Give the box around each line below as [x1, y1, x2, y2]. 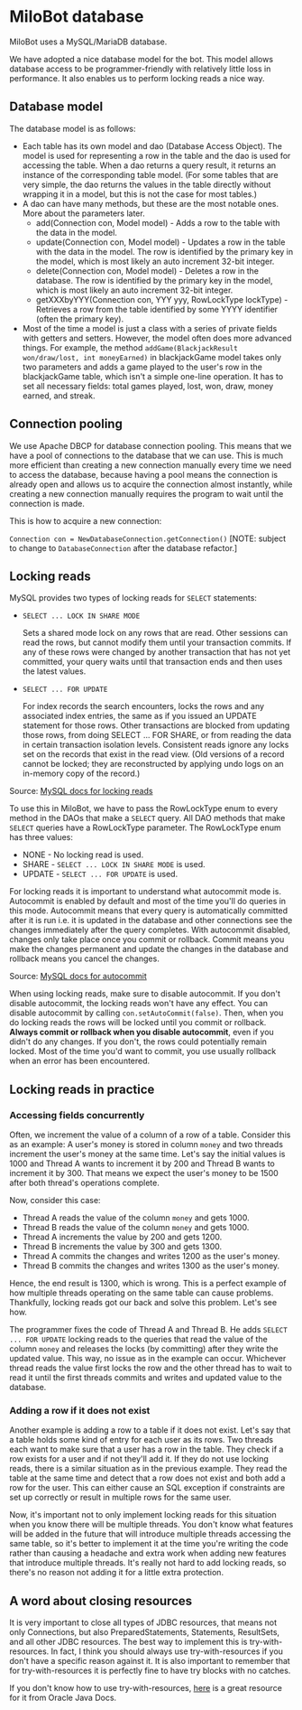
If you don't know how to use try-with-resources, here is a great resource [9, 1683, 282, 1694]
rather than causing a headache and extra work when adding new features [9, 1547, 287, 1559]
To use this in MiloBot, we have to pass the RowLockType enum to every [9, 803, 279, 814]
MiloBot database [9, 6, 144, 27]
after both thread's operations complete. [9, 1177, 160, 1189]
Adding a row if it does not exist [9, 1404, 151, 1416]
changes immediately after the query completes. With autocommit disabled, [9, 924, 291, 936]
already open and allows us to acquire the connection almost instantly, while [9, 479, 293, 490]
